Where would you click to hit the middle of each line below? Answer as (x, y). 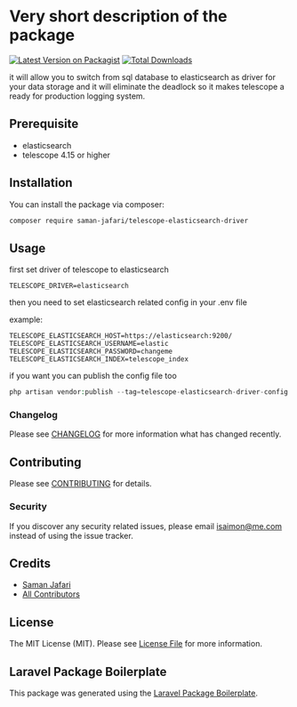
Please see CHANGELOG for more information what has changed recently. (145, 434)
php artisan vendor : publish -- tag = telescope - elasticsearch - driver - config (149, 392)
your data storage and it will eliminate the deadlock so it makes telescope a (147, 86)
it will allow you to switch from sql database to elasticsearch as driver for (142, 76)
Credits (30, 563)
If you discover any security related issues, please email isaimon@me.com (146, 526)
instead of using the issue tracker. (71, 535)
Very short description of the (119, 16)
